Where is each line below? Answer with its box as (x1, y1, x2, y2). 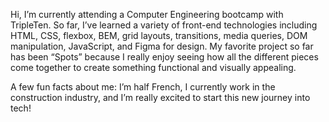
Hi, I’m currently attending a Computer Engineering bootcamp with (10, 9, 284, 20)
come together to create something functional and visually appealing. (10, 62, 297, 73)
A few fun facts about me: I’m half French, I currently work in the (10, 81, 276, 93)
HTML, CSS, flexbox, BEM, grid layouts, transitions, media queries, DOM (10, 30, 308, 41)
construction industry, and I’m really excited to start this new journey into (10, 92, 311, 103)
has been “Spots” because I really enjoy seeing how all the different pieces (10, 51, 319, 63)
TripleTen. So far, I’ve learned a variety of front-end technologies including (10, 19, 318, 31)
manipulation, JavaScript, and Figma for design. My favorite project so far (10, 40, 314, 52)
